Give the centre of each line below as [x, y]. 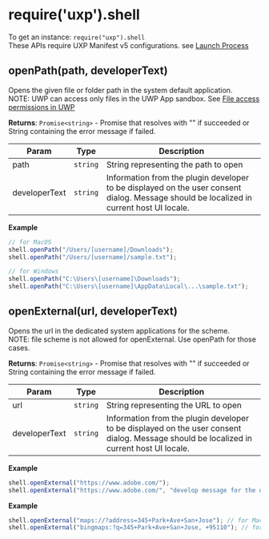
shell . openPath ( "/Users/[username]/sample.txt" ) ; [93, 257]
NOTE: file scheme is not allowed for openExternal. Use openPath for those [132, 339]
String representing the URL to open [174, 405]
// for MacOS [30, 242]
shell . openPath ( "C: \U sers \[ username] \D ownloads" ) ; [94, 279]
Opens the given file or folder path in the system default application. [120, 90]
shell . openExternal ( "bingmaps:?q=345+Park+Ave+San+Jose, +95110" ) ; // [128, 528]
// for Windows [34, 272]
